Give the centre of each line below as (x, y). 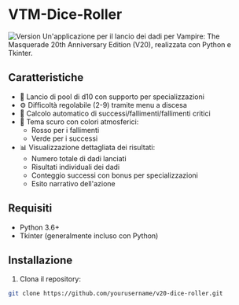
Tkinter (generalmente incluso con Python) (89, 235)
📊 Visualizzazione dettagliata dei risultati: (87, 147)
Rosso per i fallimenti (65, 130)
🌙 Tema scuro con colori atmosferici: (79, 121)
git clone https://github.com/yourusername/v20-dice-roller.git (116, 294)
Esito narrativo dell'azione (73, 183)
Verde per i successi (64, 138)
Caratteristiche (46, 77)
